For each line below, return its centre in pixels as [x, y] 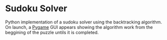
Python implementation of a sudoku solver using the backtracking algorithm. [83, 22]
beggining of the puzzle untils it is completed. [52, 32]
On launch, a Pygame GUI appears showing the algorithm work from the [79, 27]
